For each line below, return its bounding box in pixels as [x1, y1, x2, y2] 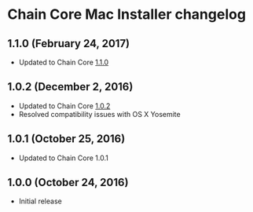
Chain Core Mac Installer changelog [7, 5, 247, 24]
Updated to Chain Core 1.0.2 [18, 101, 111, 111]
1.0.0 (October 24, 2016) [7, 176, 129, 189]
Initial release [18, 196, 62, 206]
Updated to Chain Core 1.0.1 [18, 153, 109, 163]
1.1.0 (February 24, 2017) [7, 37, 130, 50]
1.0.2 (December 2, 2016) [7, 80, 134, 93]
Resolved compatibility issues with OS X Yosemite [18, 109, 181, 119]
